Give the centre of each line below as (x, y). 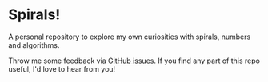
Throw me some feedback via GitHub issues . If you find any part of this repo (134, 61)
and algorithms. (34, 45)
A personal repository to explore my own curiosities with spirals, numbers (130, 37)
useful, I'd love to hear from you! (62, 68)
